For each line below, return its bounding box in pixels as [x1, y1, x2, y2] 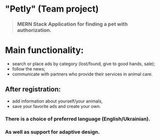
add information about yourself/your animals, [12, 98, 103, 104]
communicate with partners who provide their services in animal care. [12, 71, 153, 77]
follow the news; [12, 66, 45, 72]
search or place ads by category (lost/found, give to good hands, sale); [12, 61, 155, 67]
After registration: [5, 85, 61, 93]
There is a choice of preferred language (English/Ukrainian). [5, 115, 150, 122]
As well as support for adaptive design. [5, 128, 100, 135]
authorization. [17, 27, 52, 34]
